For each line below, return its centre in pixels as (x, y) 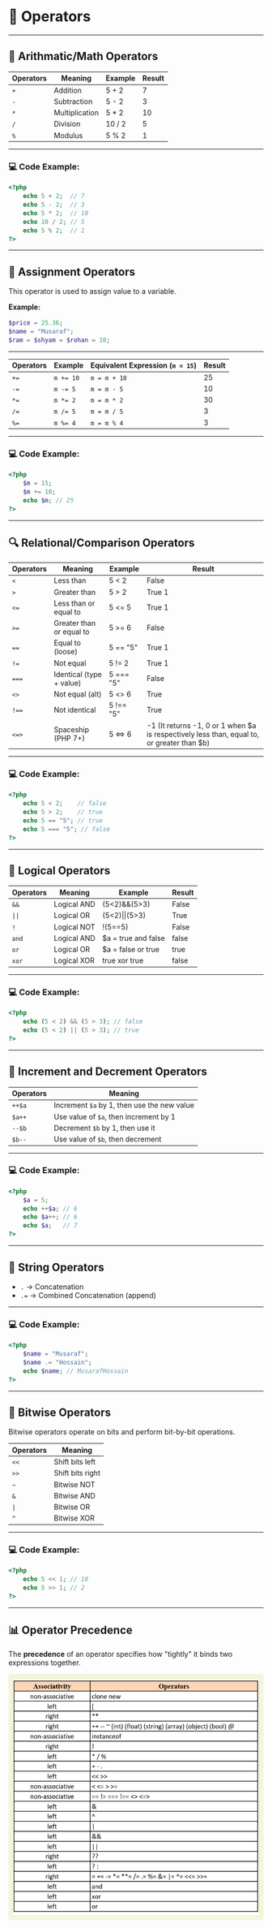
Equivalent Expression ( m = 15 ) (143, 365)
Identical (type (78, 674)
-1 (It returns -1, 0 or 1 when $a (202, 725)
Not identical (75, 710)
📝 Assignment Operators (72, 272)
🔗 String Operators (56, 1267)
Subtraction (73, 101)
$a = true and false (134, 938)
